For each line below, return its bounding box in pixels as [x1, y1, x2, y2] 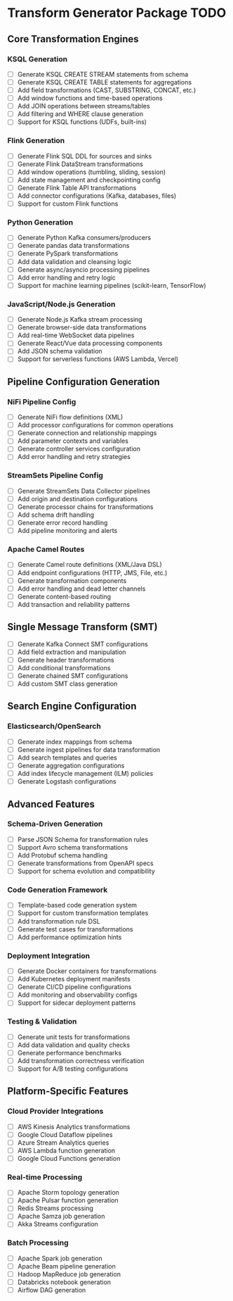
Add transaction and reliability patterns [17, 600, 131, 608]
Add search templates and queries [17, 753, 117, 762]
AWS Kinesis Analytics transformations [17, 1122, 131, 1131]
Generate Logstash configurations [17, 777, 117, 786]
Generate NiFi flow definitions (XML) [17, 413, 124, 422]
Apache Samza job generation [17, 1212, 105, 1221]
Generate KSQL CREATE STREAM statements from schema [17, 70, 189, 78]
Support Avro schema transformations [17, 843, 128, 851]
